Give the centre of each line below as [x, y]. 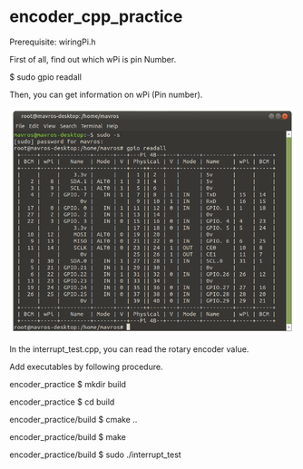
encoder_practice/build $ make [68, 436]
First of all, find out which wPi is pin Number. [93, 59]
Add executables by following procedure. [86, 366]
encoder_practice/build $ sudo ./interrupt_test [95, 454]
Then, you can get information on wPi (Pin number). [106, 94]
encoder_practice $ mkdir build [68, 384]
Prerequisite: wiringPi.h [53, 42]
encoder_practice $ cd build [62, 402]
